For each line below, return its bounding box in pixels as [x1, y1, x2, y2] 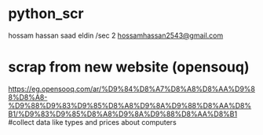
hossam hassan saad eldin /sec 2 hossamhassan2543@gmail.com [8, 31, 224, 40]
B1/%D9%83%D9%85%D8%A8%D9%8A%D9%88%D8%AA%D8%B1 [8, 109, 238, 119]
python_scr [8, 5, 84, 23]
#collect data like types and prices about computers [8, 117, 177, 126]
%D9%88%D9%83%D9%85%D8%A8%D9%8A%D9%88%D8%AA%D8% [8, 100, 252, 110]
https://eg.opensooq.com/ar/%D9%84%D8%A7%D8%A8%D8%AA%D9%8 [8, 84, 256, 93]
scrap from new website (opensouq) [8, 58, 250, 76]
